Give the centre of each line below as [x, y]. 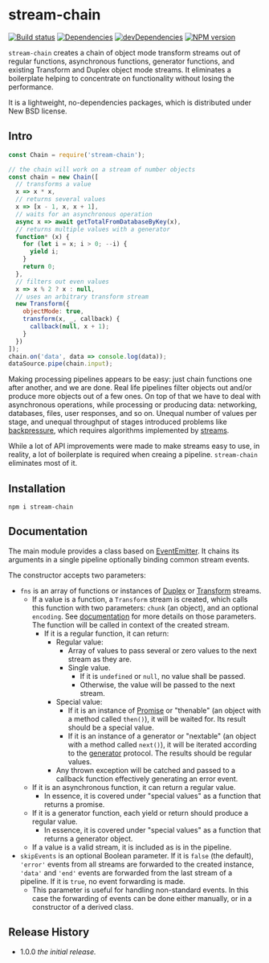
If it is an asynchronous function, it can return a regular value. [134, 787]
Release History [49, 932]
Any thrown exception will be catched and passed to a [145, 770]
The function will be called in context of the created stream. [131, 624]
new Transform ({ [43, 304]
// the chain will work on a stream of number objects [102, 169]
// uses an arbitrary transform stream [82, 296]
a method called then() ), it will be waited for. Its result [157, 718]
